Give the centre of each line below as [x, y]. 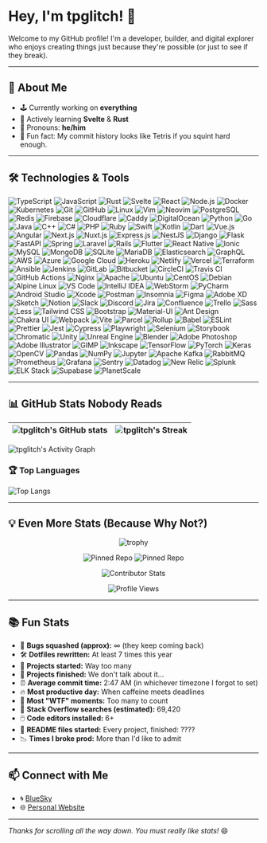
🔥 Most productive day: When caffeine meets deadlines [112, 692]
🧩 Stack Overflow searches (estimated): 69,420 [100, 709]
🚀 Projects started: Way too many [76, 666]
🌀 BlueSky [36, 798]
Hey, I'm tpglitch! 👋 [72, 16]
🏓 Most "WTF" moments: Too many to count [94, 701]
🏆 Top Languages [44, 471]
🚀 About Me [38, 88]
